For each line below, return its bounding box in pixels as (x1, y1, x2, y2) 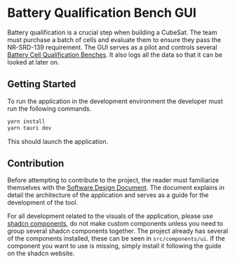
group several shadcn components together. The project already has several (7, 227, 229, 236)
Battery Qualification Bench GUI (7, 5, 196, 21)
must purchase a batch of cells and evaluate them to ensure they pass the (7, 35, 222, 43)
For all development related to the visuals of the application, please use (7, 212, 213, 220)
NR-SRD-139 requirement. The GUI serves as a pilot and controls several (7, 43, 217, 51)
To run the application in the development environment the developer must (7, 97, 223, 105)
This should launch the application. (7, 137, 109, 145)
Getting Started (7, 79, 76, 90)
